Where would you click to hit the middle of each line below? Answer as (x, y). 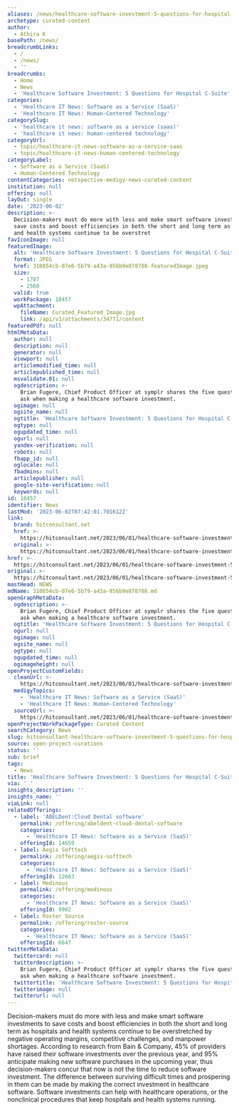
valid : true (32, 293)
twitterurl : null (39, 996)
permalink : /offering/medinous (67, 890)
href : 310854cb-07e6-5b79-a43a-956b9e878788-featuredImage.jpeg (111, 266)
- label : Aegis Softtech (51, 850)
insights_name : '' (34, 797)
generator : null (38, 352)
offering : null (30, 193)
